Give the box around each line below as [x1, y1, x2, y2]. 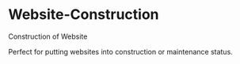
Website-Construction [8, 6, 160, 24]
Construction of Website [8, 32, 88, 41]
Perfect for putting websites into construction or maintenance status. [8, 47, 234, 56]
